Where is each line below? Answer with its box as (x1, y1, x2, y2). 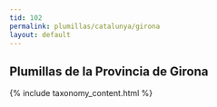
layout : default (9, 30, 71, 39)
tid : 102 (9, 13, 43, 23)
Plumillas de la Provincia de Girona (9, 63, 209, 79)
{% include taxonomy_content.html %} (9, 88, 153, 99)
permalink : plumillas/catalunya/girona (9, 22, 161, 31)
